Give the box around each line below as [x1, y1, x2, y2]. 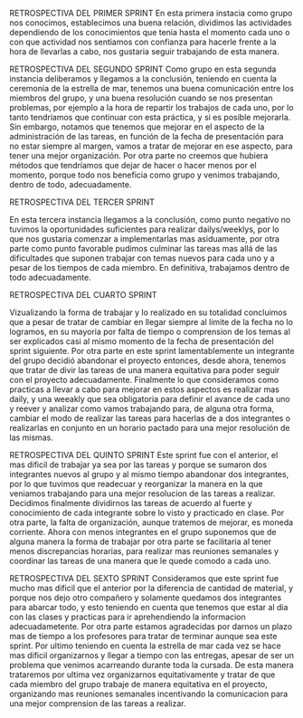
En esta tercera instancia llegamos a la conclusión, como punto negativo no [9, 215, 291, 225]
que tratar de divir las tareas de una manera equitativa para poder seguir [9, 365, 280, 375]
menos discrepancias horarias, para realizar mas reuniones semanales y [9, 546, 279, 556]
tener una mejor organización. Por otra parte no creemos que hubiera [9, 150, 269, 161]
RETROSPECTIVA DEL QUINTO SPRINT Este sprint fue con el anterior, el [9, 450, 279, 460]
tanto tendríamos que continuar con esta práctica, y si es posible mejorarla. [9, 112, 291, 122]
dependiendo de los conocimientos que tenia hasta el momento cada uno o [9, 27, 290, 37]
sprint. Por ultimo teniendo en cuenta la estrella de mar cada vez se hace [9, 640, 282, 651]
